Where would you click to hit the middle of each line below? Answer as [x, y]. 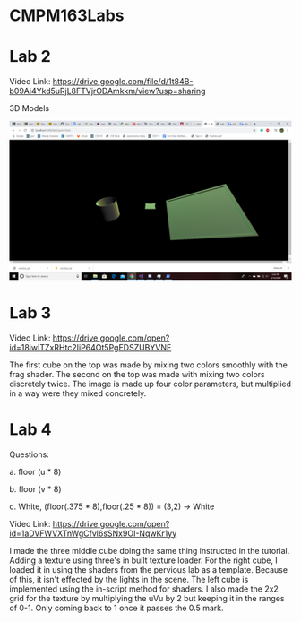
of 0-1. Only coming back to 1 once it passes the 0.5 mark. [116, 608]
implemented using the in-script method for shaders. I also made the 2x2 [144, 589]
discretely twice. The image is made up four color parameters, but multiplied [150, 384]
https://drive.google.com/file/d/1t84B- [123, 82]
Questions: [29, 454]
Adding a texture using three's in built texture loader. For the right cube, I [143, 560]
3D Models [30, 108]
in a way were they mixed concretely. [78, 393]
